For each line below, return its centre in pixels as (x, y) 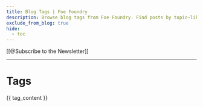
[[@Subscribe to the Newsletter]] (47, 51)
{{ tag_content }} (27, 98)
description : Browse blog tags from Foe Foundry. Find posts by (89, 17)
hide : (13, 29)
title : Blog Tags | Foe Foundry (47, 12)
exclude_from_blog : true (37, 23)
